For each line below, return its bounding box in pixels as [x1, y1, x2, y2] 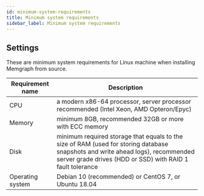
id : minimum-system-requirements [6, 8, 91, 15]
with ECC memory [56, 123, 108, 131]
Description [108, 83, 143, 92]
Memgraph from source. [6, 65, 67, 73]
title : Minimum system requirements [6, 15, 99, 21]
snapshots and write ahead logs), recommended [56, 147, 195, 156]
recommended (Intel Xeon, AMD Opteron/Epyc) [56, 105, 192, 113]
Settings [6, 42, 39, 53]
